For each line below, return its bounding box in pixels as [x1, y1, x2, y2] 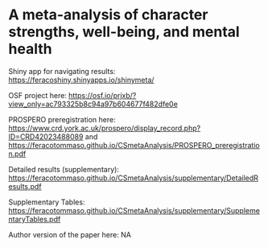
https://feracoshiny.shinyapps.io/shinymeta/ [8, 75, 155, 84]
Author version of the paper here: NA [8, 229, 131, 239]
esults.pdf [8, 181, 42, 191]
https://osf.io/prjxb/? [68, 90, 137, 100]
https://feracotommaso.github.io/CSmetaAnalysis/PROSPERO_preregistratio [8, 140, 260, 150]
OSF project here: [8, 90, 67, 100]
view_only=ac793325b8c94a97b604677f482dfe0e [8, 99, 179, 109]
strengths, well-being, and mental [8, 23, 240, 41]
